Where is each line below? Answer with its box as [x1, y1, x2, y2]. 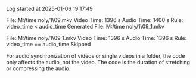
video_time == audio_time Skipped [6, 41, 91, 48]
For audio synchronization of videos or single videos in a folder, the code [6, 52, 185, 59]
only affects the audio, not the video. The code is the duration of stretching [6, 59, 191, 65]
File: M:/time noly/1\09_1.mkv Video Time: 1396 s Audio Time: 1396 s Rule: [6, 35, 187, 41]
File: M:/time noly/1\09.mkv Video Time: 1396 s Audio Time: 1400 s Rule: [6, 17, 183, 23]
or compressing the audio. [6, 65, 71, 72]
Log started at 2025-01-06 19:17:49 [6, 5, 94, 12]
